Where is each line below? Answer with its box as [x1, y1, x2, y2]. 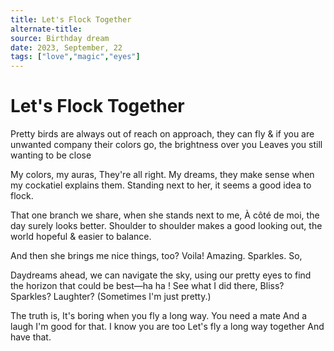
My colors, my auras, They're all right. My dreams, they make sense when [10, 169, 315, 181]
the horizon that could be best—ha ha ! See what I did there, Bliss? [10, 280, 285, 292]
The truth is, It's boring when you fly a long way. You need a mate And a [10, 310, 308, 322]
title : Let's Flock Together [10, 14, 132, 25]
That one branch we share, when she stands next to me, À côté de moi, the [10, 209, 320, 221]
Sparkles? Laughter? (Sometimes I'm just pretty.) [10, 291, 212, 303]
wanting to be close [10, 149, 92, 161]
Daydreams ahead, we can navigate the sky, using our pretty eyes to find [10, 269, 312, 281]
